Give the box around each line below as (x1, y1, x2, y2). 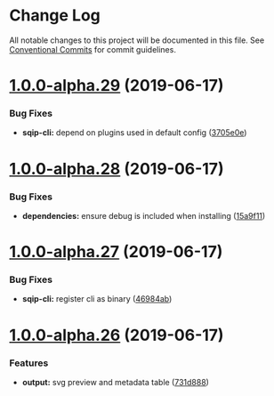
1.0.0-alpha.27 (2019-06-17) (9, 242, 223, 263)
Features (9, 357, 49, 369)
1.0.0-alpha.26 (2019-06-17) (9, 325, 224, 345)
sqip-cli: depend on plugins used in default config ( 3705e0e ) (21, 127, 247, 138)
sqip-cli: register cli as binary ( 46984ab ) (21, 294, 173, 304)
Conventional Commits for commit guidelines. (9, 44, 176, 54)
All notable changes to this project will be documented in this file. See (9, 35, 265, 45)
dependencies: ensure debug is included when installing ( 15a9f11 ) (21, 210, 266, 221)
